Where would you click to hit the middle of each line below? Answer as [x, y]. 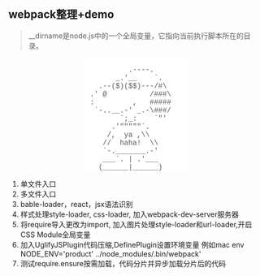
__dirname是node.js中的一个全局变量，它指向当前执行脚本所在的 [136, 36]
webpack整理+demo [61, 15]
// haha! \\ [130, 143]
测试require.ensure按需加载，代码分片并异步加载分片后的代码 [123, 263]
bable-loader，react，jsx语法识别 [76, 204]
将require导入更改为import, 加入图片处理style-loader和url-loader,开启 [136, 224]
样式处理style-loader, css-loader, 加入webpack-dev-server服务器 [130, 214]
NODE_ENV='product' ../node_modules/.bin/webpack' [110, 253]
